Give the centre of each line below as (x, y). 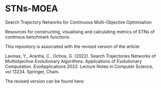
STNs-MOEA (32, 9)
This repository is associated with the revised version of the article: (73, 46)
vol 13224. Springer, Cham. (32, 71)
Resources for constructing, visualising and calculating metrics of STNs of (80, 31)
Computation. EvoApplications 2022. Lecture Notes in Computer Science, (79, 66)
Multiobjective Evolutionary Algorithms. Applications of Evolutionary (73, 61)
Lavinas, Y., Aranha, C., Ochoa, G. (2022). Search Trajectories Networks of (80, 56)
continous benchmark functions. (38, 37)
